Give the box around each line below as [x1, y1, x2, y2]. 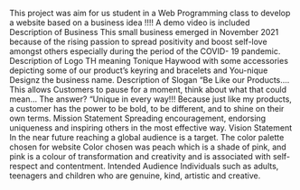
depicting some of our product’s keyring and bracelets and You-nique [9, 65, 268, 76]
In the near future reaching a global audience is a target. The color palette [9, 132, 285, 142]
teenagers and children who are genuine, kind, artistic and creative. [9, 170, 261, 181]
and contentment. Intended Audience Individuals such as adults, [39, 161, 279, 171]
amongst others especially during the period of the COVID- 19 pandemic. [9, 46, 281, 57]
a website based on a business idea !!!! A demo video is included [9, 17, 250, 28]
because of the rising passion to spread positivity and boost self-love [9, 36, 268, 47]
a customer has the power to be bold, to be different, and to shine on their [9, 104, 285, 113]
